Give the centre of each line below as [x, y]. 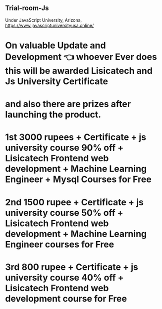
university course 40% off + [64, 278]
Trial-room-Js [27, 8]
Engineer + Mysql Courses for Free [79, 179]
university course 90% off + [64, 148]
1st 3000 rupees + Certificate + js [76, 137]
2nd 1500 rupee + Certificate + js [74, 202]
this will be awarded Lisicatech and [79, 71]
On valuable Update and [55, 45]
